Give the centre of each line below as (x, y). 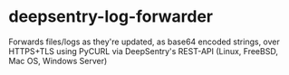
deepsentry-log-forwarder (111, 17)
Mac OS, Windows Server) (58, 61)
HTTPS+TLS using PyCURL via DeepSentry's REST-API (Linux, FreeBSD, (143, 51)
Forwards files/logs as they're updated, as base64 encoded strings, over (144, 42)
